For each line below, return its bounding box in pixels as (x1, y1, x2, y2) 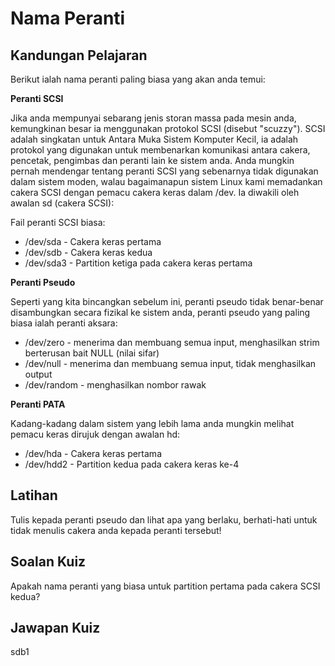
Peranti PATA (10, 398, 66, 410)
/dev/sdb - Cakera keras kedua (24, 247, 153, 258)
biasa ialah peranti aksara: (10, 317, 118, 329)
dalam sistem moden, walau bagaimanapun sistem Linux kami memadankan (10, 176, 323, 187)
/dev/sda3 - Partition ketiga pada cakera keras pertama (24, 257, 253, 269)
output (24, 368, 53, 380)
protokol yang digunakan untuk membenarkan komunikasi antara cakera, (10, 144, 311, 156)
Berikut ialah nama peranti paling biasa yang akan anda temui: (10, 73, 266, 85)
